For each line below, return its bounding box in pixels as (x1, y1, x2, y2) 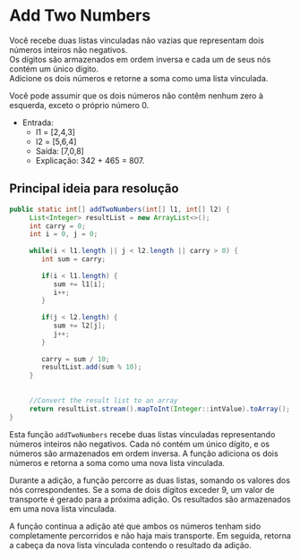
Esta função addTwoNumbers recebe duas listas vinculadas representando (9, 428, 276, 439)
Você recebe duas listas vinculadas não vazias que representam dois (9, 35, 264, 46)
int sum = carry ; (41, 255, 106, 264)
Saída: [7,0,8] (35, 145, 85, 157)
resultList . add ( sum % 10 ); (41, 363, 142, 372)
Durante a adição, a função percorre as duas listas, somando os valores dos (9, 475, 291, 486)
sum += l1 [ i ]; (53, 279, 106, 289)
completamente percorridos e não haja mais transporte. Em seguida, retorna (9, 529, 291, 541)
